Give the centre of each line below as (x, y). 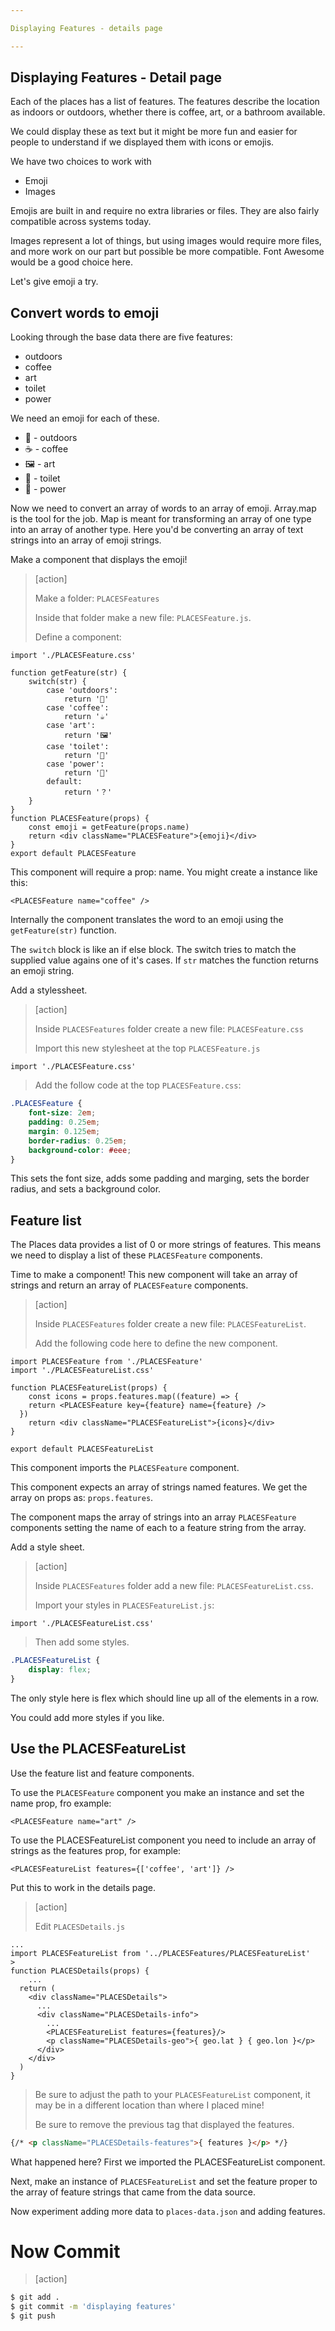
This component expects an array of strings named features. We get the (159, 1487)
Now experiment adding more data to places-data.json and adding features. (168, 2211)
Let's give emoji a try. (54, 282)
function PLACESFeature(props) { (80, 819)
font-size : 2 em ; (62, 1113)
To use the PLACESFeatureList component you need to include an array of (163, 1840)
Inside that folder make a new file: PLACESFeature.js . (143, 618)
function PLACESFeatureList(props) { (89, 1388)
